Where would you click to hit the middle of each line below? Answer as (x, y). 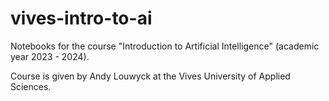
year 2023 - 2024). (50, 56)
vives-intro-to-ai (81, 18)
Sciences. (31, 86)
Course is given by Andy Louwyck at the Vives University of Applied (150, 76)
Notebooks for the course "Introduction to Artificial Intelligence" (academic (165, 46)
